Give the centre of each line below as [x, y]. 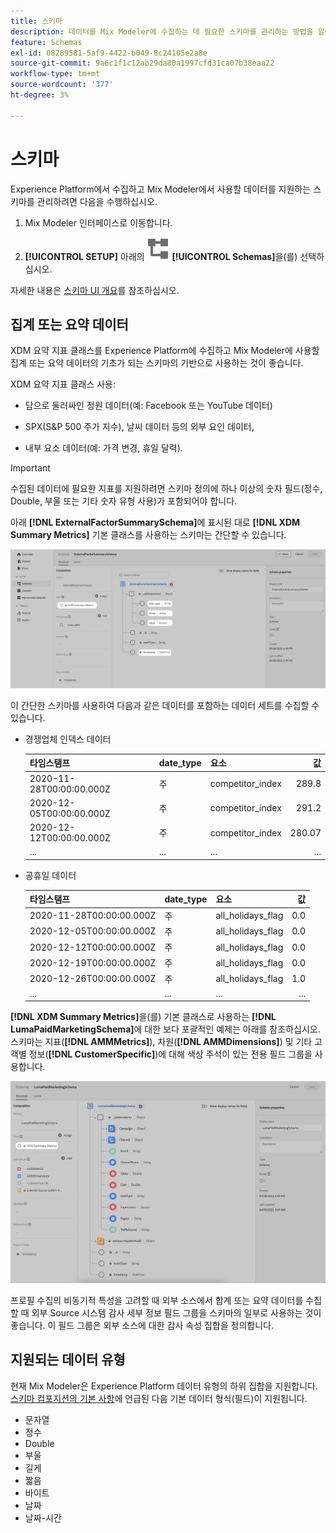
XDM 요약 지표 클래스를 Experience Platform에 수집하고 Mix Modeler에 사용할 [165, 351]
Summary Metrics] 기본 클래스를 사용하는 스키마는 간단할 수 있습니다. [148, 535]
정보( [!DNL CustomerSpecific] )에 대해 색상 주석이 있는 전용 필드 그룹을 [170, 1054]
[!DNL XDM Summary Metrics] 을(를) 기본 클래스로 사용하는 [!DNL [143, 1017]
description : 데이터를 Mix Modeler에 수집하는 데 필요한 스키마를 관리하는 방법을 [162, 31]
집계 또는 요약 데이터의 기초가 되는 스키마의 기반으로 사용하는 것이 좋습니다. [157, 363]
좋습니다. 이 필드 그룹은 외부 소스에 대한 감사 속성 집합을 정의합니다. [142, 1325]
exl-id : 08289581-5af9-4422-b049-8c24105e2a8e [109, 53]
